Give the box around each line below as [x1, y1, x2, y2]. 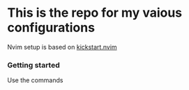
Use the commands [7, 76, 63, 84]
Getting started [7, 60, 61, 70]
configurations [7, 20, 96, 36]
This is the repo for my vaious [7, 5, 183, 21]
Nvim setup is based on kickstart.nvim [7, 43, 117, 51]
